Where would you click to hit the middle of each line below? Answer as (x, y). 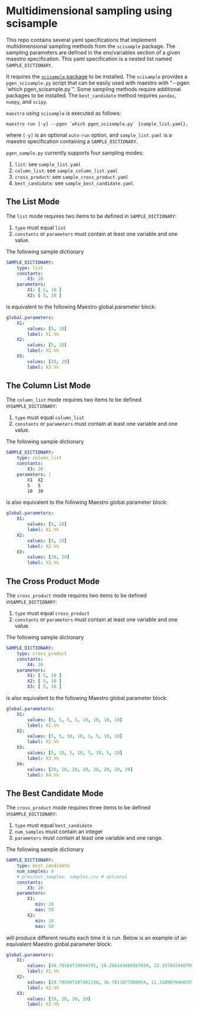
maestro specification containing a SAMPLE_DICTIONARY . (72, 141)
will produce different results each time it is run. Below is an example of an (96, 937)
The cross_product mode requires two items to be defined (77, 595)
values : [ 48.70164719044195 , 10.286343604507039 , (89, 966)
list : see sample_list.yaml (48, 164)
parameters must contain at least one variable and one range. (89, 838)
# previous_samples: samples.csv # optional (72, 877)
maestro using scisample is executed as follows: (64, 113)
